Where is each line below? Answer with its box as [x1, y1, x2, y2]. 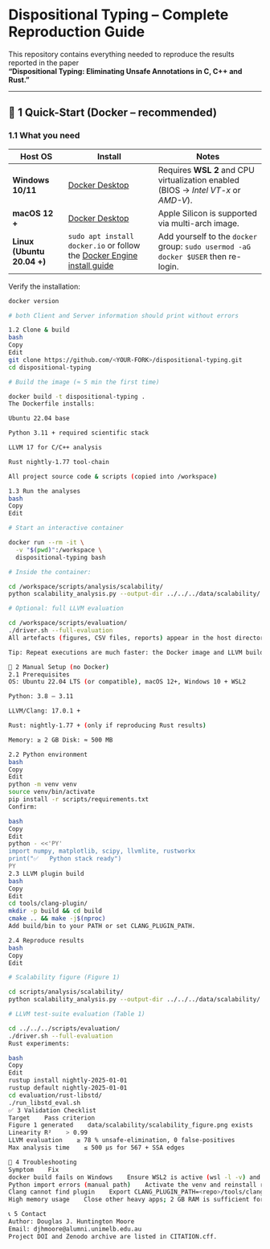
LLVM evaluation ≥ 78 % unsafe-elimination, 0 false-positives [8, 1136, 235, 1144]
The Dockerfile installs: [8, 400, 95, 408]
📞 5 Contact [8, 1210, 47, 1218]
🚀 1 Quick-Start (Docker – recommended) [8, 106, 217, 120]
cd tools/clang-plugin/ [8, 899, 88, 908]
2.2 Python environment [8, 750, 88, 758]
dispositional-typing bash [15, 553, 106, 561]
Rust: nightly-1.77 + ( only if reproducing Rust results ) [8, 721, 207, 729]
